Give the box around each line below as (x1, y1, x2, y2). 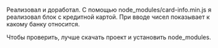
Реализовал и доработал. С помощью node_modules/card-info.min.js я (6, 6, 212, 14)
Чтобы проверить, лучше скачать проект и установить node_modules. (6, 33, 211, 41)
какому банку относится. (6, 20, 80, 28)
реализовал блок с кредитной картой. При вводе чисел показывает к (6, 13, 210, 21)
